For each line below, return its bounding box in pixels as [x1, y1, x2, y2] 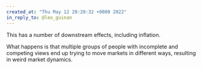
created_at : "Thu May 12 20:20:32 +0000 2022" [6, 8, 127, 15]
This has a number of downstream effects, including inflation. [6, 31, 161, 38]
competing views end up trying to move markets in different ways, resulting [6, 49, 197, 56]
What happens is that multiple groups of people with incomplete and [6, 43, 178, 50]
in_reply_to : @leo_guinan [6, 15, 72, 21]
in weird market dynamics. [6, 56, 73, 63]
